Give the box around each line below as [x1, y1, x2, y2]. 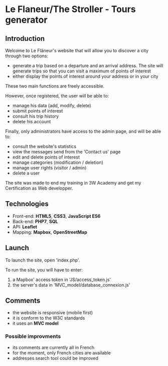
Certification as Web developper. [5, 185, 73, 191]
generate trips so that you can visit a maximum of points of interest [12, 68, 151, 74]
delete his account [12, 119, 51, 124]
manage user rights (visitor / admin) [12, 165, 87, 170]
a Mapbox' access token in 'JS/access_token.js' [12, 277, 111, 283]
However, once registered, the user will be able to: [5, 93, 109, 99]
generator [5, 14, 48, 26]
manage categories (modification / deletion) [12, 159, 104, 165]
